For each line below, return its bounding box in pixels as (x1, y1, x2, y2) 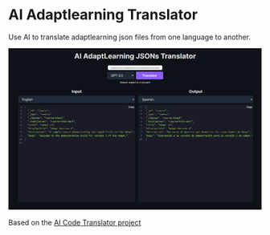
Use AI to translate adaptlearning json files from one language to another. (8, 32, 252, 42)
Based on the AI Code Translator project (8, 217, 141, 227)
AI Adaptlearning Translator (8, 6, 198, 24)
